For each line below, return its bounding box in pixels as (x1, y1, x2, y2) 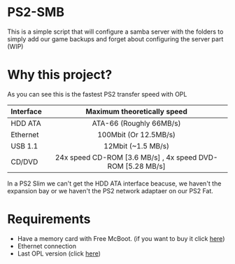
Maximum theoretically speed (85, 106, 187, 116)
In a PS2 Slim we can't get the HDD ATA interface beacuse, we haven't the (7, 179, 222, 188)
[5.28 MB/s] (125, 161, 166, 171)
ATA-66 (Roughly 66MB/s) (92, 118, 181, 128)
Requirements (7, 211, 91, 228)
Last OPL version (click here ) (17, 249, 101, 258)
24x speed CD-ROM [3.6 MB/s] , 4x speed (55, 152, 197, 162)
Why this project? (7, 67, 113, 83)
